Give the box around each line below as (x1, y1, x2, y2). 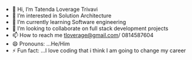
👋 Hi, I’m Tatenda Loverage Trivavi (12, 6, 98, 13)
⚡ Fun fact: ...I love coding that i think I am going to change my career (12, 47, 187, 54)
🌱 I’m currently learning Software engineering (12, 19, 126, 25)
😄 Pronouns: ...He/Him (12, 40, 70, 47)
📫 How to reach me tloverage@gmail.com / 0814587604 (12, 32, 154, 38)
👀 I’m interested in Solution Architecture (12, 12, 112, 19)
